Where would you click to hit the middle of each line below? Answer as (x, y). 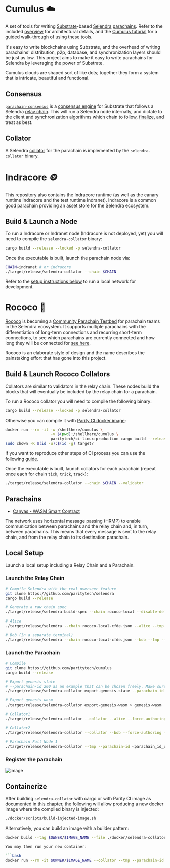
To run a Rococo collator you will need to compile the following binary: (78, 401)
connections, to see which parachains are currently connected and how (80, 337)
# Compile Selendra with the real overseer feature (61, 589)
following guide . (22, 459)
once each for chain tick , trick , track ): (47, 474)
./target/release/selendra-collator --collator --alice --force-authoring (86, 719)
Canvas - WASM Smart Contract (46, 511)
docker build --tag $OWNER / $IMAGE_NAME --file (55, 838)
